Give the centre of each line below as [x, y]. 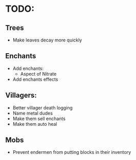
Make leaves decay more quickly [47, 40]
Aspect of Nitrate [38, 74]
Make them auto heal [35, 124]
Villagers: [21, 95]
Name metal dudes [32, 113]
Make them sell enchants [39, 119]
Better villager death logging [43, 107]
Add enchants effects [35, 79]
